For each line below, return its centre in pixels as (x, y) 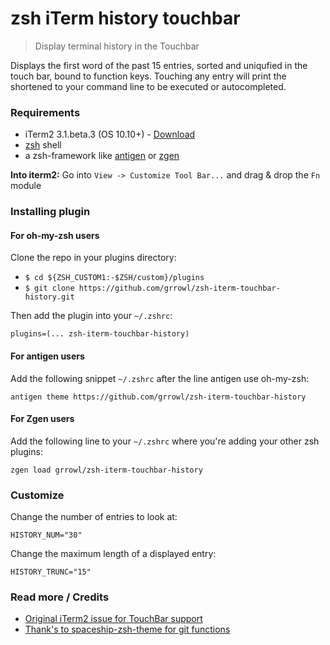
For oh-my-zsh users (55, 235)
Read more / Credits (60, 597)
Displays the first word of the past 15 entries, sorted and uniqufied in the (159, 65)
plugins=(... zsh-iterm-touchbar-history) (100, 334)
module (26, 186)
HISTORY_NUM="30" (46, 535)
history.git (49, 297)
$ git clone (49, 288)
